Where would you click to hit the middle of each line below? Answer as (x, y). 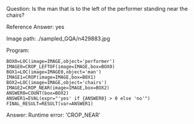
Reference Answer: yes (35, 27)
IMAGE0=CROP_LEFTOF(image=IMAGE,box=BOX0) (61, 67)
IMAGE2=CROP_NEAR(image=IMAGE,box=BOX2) (58, 88)
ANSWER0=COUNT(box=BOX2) (38, 93)
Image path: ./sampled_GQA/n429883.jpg (58, 38)
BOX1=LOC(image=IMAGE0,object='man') (54, 72)
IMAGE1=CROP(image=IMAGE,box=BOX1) (51, 77)
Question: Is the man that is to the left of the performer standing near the (97, 9)
